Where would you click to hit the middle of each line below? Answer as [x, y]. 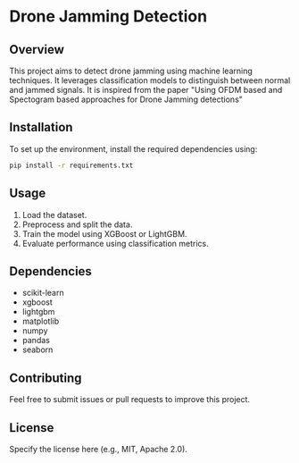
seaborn [37, 349]
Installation [41, 127]
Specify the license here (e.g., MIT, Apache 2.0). [98, 449]
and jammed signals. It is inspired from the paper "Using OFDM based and [146, 90]
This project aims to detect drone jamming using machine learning [131, 71]
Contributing [46, 378]
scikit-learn [43, 293]
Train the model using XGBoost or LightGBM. [104, 233]
